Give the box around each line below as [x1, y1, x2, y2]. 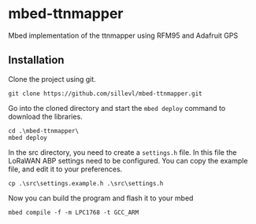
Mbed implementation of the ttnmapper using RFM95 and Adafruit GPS [8, 31, 239, 40]
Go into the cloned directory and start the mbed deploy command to [8, 103, 226, 112]
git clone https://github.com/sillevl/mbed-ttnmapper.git [8, 90, 202, 97]
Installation [8, 53, 65, 67]
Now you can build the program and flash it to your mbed [8, 193, 194, 203]
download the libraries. [8, 112, 83, 121]
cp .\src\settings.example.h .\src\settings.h [8, 179, 164, 187]
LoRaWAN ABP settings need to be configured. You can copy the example [8, 156, 248, 165]
